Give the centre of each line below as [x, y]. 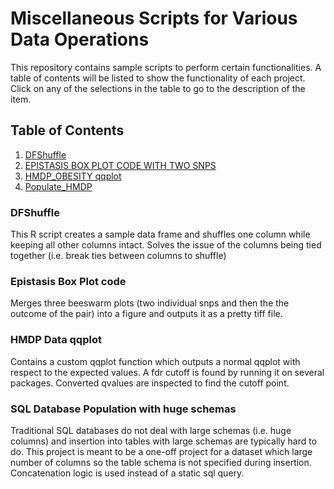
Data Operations [80, 39]
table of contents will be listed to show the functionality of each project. [158, 78]
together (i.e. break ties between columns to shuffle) [118, 256]
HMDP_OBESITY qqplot [73, 176]
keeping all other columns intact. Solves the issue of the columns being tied [166, 245]
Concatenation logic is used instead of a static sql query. [127, 473]
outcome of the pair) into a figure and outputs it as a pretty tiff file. [146, 314]
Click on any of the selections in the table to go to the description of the [158, 88]
